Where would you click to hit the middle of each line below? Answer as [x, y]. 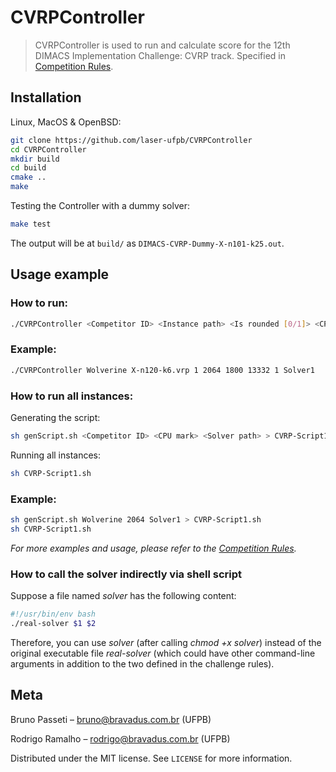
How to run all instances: [72, 396]
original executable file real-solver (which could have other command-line [163, 653]
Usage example [60, 274]
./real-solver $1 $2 [53, 623]
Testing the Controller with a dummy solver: [100, 205]
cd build [28, 168]
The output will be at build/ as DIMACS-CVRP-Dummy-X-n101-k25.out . [147, 243]
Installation [46, 97]
